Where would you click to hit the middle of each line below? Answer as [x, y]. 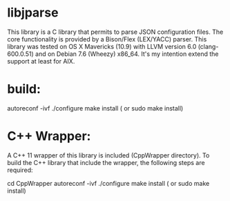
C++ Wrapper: [49, 136]
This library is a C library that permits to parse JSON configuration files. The [115, 32]
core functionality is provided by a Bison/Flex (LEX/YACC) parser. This [107, 39]
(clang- [208, 46]
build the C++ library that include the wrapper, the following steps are [106, 162]
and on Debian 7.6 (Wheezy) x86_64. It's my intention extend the [127, 54]
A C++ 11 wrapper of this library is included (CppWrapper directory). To [108, 155]
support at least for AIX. [41, 61]
